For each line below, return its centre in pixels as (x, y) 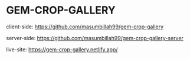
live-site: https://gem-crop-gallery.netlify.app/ (62, 49)
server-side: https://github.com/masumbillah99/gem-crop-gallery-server (95, 38)
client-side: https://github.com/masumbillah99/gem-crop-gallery (85, 27)
